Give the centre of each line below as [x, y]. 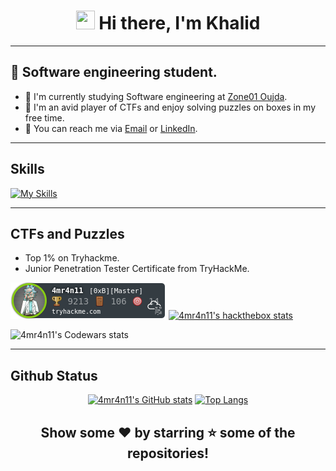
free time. [44, 117]
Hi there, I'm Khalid [179, 23]
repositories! [168, 453]
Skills [27, 169]
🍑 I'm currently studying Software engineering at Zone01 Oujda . [156, 96]
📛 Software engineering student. [114, 72]
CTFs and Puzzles [67, 233]
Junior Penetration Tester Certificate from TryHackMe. [137, 269]
